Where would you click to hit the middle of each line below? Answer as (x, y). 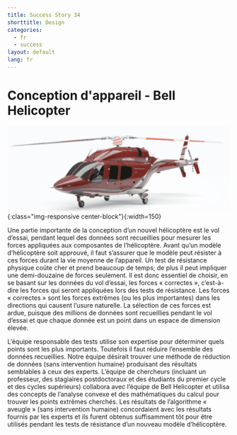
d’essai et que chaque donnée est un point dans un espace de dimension (114, 320)
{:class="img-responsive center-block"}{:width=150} (85, 216)
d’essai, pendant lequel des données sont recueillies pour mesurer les (109, 238)
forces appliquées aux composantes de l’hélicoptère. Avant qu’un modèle (114, 245)
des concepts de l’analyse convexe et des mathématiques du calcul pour (113, 394)
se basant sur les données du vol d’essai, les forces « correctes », (104, 283)
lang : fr (20, 60)
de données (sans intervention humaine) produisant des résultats (102, 364)
